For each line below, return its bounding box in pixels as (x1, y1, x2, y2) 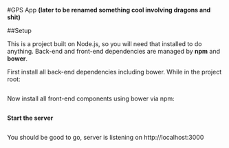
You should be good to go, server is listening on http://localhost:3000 (7, 134, 204, 141)
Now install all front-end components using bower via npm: (7, 94, 175, 103)
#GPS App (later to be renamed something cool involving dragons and (7, 6, 211, 14)
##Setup (7, 27, 32, 34)
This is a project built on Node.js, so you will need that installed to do (7, 40, 202, 47)
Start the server (7, 114, 54, 122)
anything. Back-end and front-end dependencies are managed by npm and (7, 47, 220, 55)
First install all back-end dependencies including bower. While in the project (7, 68, 222, 76)
